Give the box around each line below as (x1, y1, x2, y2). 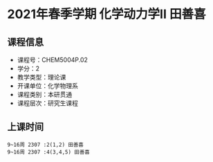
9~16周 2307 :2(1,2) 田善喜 (7, 141, 84, 148)
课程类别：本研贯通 (17, 91, 73, 98)
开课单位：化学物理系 (17, 82, 78, 90)
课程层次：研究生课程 (17, 99, 78, 107)
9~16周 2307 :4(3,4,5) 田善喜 (7, 148, 90, 156)
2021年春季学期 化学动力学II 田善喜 (7, 6, 206, 22)
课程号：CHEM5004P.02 (17, 56, 89, 64)
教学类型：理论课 (17, 73, 66, 81)
